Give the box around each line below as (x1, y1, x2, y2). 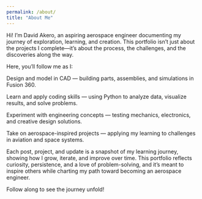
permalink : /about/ (6, 9, 56, 15)
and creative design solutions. (6, 117, 83, 125)
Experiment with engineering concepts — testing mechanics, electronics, (6, 111, 191, 118)
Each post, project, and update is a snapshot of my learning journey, (6, 148, 179, 155)
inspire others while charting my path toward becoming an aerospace (6, 167, 182, 175)
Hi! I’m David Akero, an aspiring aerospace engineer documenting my (6, 31, 182, 38)
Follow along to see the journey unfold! (6, 186, 105, 193)
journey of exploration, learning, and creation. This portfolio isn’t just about (6, 38, 195, 45)
